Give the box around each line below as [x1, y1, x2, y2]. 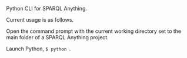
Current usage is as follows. [6, 16, 74, 23]
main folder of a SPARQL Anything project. [6, 34, 109, 40]
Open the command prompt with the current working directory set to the [6, 28, 181, 35]
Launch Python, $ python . [6, 45, 71, 52]
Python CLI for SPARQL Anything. [6, 5, 87, 12]
